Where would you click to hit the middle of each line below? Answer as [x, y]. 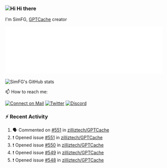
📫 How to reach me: [26, 92]
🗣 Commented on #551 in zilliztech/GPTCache [61, 130]
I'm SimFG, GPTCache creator [36, 20]
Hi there [26, 9]
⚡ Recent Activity [27, 117]
